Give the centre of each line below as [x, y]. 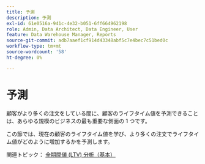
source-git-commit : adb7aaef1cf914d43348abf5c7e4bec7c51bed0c [87, 40]
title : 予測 [20, 12]
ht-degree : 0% [24, 58]
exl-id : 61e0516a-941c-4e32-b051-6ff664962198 [67, 23]
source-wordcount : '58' [37, 52]
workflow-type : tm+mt [34, 47]
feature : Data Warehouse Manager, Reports [61, 35]
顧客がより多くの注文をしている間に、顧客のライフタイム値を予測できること [102, 113]
